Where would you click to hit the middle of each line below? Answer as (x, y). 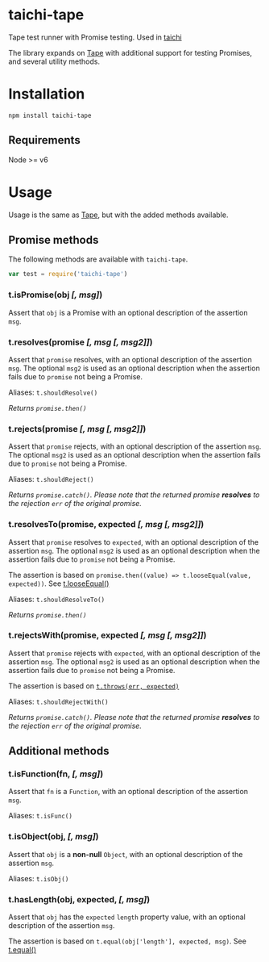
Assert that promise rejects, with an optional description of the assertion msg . (135, 446)
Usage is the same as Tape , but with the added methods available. (118, 215)
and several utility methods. (54, 61)
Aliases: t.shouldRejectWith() (58, 701)
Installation (47, 94)
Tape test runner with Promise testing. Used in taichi (95, 37)
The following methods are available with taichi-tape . (98, 259)
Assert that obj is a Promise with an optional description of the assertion (128, 312)
